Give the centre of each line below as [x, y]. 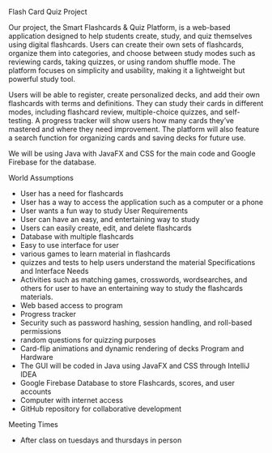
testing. [21, 120]
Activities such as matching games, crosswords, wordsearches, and [134, 280]
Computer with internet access [72, 400]
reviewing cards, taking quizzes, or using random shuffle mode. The [122, 62]
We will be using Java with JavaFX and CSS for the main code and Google [132, 154]
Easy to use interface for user [69, 245]
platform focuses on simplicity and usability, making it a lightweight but [127, 71]
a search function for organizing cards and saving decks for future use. [127, 138]
